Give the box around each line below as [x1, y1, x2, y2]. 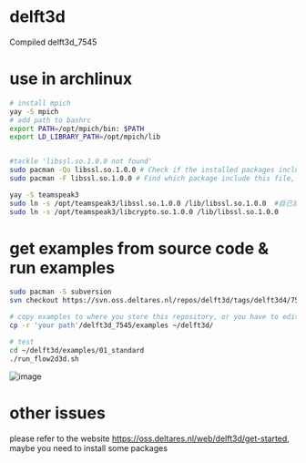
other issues [9, 403, 107, 423]
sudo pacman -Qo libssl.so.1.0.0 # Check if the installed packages [9, 166, 275, 175]
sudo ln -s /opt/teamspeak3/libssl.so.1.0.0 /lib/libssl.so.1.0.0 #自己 [9, 199, 293, 208]
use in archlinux [9, 68, 133, 89]
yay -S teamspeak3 [9, 190, 79, 200]
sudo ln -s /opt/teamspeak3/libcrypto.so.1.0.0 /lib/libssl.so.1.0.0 [9, 207, 280, 216]
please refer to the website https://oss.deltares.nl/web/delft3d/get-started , [9, 433, 290, 444]
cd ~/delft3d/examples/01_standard [9, 345, 145, 355]
